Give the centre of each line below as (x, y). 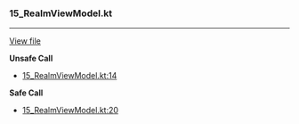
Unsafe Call (31, 58)
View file (25, 41)
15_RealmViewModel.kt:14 (69, 76)
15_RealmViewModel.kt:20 (70, 111)
